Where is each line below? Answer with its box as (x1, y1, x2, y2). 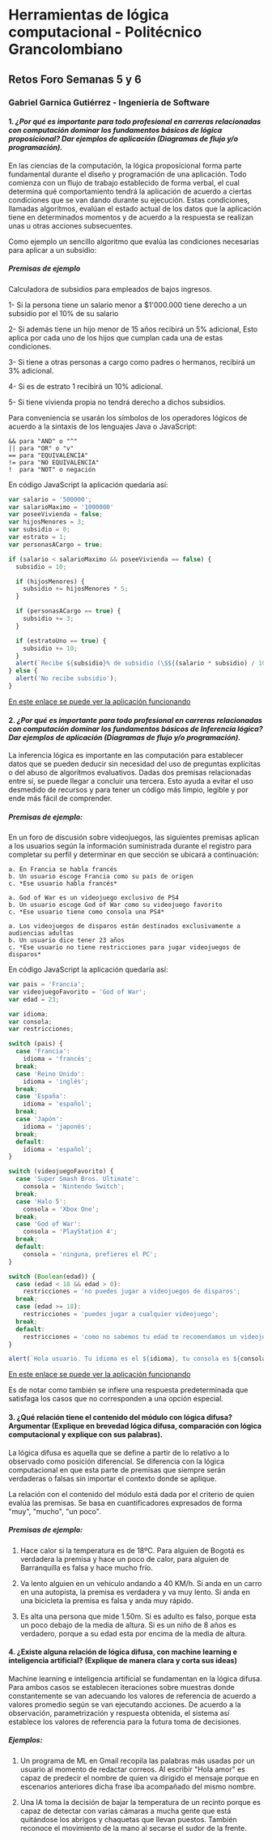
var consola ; (8, 1017, 53, 1026)
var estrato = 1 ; (8, 533, 67, 541)
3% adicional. (8, 366, 54, 375)
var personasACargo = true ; (8, 541, 104, 549)
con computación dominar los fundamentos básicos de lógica (8, 126, 223, 135)
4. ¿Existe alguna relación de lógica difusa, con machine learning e (8, 1647, 237, 1657)
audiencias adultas (8, 930, 74, 938)
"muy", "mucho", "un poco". (8, 1506, 101, 1516)
